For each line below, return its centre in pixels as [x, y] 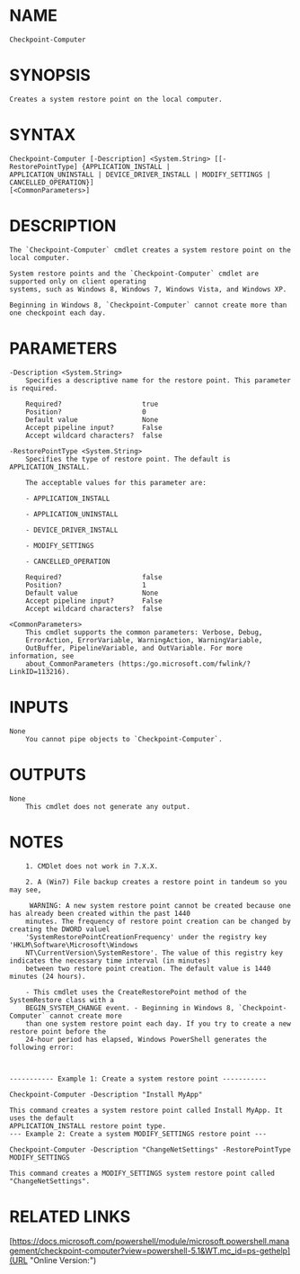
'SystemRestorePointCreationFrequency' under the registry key [146, 937]
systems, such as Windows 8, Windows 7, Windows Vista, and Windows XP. [148, 289]
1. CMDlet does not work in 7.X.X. [92, 866]
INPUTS [39, 707]
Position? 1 [86, 585]
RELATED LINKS [70, 1216]
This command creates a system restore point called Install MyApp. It [146, 1110]
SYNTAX [43, 135]
